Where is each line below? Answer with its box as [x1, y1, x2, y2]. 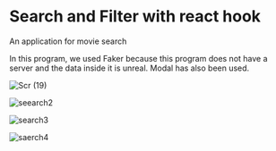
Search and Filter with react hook [9, 6, 262, 27]
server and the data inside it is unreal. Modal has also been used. [9, 63, 250, 73]
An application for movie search [9, 36, 127, 46]
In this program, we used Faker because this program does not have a [9, 53, 268, 63]
